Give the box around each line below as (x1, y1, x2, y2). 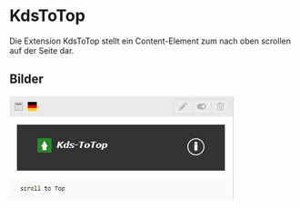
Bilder (9, 72, 44, 87)
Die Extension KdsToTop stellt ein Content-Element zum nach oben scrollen (9, 35, 291, 46)
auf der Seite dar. (9, 45, 75, 55)
